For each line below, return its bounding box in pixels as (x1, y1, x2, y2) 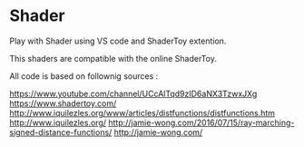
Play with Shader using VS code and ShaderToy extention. (9, 35, 227, 46)
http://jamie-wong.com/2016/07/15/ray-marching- (108, 117, 295, 128)
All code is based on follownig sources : (9, 70, 159, 82)
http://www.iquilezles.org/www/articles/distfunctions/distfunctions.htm (9, 107, 275, 118)
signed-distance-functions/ (9, 126, 113, 137)
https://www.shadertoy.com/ (9, 97, 117, 109)
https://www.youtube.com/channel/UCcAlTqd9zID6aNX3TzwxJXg (9, 88, 258, 99)
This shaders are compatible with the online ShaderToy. (9, 53, 218, 64)
